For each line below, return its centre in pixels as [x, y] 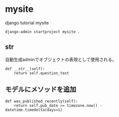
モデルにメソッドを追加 [41, 90]
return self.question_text [42, 73]
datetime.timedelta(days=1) [34, 110]
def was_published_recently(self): [42, 101]
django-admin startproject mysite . [43, 32]
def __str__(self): [25, 69]
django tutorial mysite [27, 23]
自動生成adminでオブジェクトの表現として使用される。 [61, 59]
